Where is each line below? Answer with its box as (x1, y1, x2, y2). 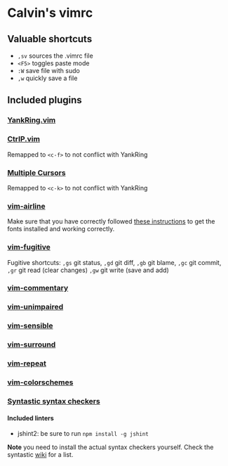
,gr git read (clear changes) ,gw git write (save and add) (7, 266, 170, 274)
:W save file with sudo (17, 67, 81, 75)
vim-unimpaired (7, 302, 64, 312)
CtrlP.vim (7, 134, 41, 144)
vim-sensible (7, 321, 54, 331)
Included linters (7, 413, 54, 422)
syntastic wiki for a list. (7, 451, 74, 459)
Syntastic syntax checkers (7, 396, 100, 406)
